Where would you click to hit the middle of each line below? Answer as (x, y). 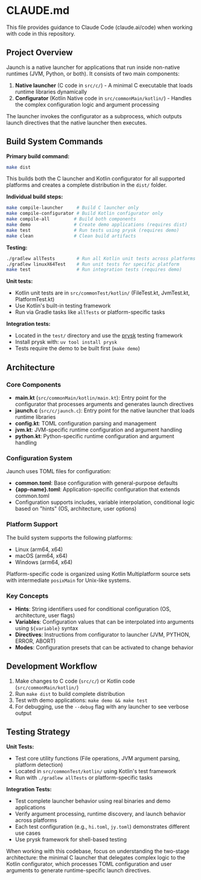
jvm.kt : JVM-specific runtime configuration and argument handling (98, 430)
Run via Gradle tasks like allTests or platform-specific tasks (90, 312)
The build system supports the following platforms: (69, 537)
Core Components (34, 384)
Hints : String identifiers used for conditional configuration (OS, (93, 609)
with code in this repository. (41, 33)
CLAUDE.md (38, 11)
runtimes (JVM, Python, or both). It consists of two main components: (93, 74)
